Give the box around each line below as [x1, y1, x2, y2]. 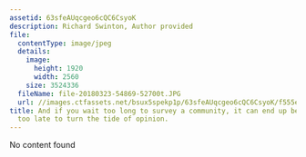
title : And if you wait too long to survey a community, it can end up [9, 106, 287, 115]
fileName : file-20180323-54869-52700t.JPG [17, 89, 181, 98]
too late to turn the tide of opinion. [17, 114, 169, 123]
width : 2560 [33, 73, 79, 82]
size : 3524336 [25, 81, 79, 90]
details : [17, 47, 51, 56]
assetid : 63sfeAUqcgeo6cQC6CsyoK [9, 13, 137, 23]
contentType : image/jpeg [17, 38, 112, 48]
